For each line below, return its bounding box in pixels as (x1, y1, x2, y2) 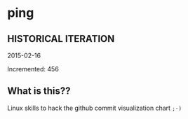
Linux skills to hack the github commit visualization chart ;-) (7, 104, 182, 112)
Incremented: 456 (7, 65, 60, 73)
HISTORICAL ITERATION (7, 33, 115, 45)
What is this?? (7, 85, 71, 97)
